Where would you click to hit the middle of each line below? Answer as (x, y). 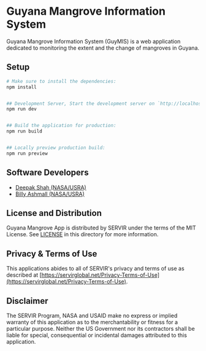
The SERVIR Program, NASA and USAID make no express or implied (92, 315)
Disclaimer (27, 301)
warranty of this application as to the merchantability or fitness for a (92, 322)
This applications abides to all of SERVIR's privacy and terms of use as (96, 269)
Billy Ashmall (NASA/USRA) (50, 194)
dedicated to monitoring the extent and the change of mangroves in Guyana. (103, 48)
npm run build (25, 131)
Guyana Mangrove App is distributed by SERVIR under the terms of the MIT (101, 228)
